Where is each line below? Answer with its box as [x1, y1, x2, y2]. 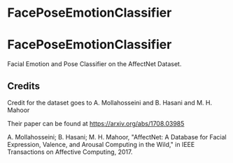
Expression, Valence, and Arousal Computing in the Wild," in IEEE [7, 140, 195, 148]
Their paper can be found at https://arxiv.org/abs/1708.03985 [7, 119, 185, 127]
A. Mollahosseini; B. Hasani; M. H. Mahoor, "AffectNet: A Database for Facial [7, 132, 227, 141]
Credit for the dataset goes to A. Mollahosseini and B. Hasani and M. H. [7, 98, 213, 107]
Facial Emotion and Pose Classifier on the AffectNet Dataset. [7, 60, 182, 68]
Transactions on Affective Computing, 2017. [7, 148, 133, 156]
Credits [7, 80, 41, 92]
